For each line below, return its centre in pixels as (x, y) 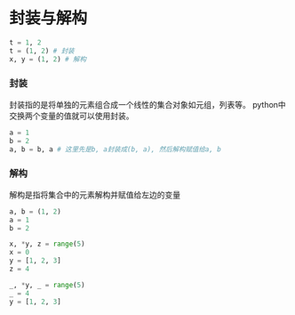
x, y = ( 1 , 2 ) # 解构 (48, 59)
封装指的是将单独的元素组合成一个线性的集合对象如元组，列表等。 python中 (147, 104)
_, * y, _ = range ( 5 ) (48, 285)
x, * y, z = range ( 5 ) (48, 244)
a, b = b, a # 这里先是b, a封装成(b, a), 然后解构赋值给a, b (116, 149)
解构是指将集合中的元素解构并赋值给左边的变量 (95, 194)
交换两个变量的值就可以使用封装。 (72, 116)
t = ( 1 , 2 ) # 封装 (42, 51)
